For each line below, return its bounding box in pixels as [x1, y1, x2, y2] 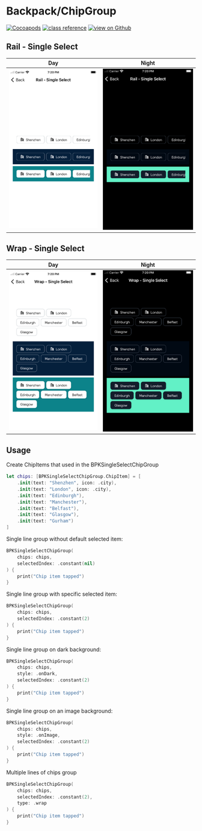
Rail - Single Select [6, 42, 78, 52]
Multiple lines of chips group [6, 768, 77, 776]
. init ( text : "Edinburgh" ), [17, 492, 85, 498]
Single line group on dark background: [6, 646, 101, 653]
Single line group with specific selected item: [6, 590, 117, 598]
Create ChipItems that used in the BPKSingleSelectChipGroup [6, 461, 159, 468]
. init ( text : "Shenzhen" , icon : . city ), [17, 480, 117, 486]
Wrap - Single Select [6, 243, 85, 254]
